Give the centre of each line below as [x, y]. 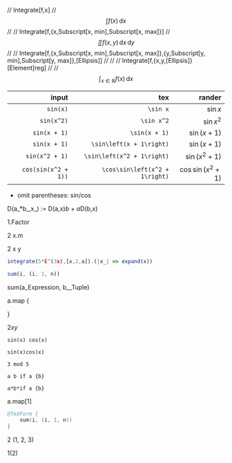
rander [210, 97]
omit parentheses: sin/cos [54, 195]
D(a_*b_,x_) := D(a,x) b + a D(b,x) [52, 208]
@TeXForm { [23, 414]
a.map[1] [20, 401]
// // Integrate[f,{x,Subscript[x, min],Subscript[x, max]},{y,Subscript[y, [106, 53]
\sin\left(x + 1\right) [130, 144]
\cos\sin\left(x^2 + [135, 170]
